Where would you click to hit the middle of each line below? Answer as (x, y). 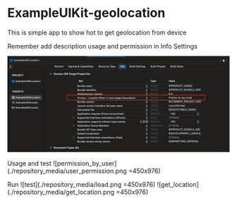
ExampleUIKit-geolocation (86, 13)
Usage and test (29, 163)
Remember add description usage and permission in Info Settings (102, 46)
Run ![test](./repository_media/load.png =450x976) (81, 184)
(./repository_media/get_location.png (61, 192)
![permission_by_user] (85, 163)
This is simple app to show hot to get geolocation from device (97, 32)
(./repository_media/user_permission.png (67, 171)
